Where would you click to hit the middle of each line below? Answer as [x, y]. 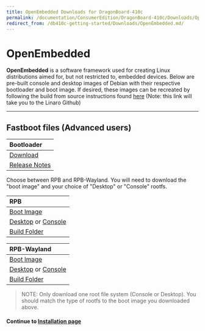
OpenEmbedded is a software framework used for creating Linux [88, 70]
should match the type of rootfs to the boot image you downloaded [106, 301]
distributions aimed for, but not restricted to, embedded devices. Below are [101, 77]
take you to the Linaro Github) [44, 103]
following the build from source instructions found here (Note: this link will [99, 96]
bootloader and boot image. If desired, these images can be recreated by [98, 90]
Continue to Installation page [44, 321]
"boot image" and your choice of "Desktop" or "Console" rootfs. [87, 187]
